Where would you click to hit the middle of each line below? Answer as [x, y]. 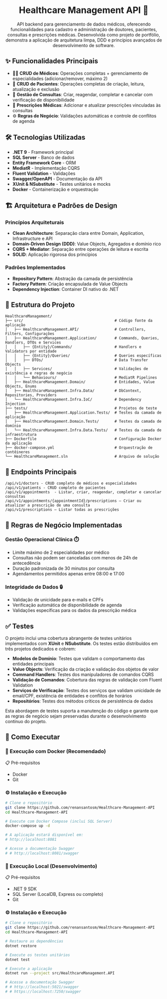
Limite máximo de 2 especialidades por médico [61, 552]
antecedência [26, 563]
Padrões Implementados [35, 267]
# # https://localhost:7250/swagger [43, 992]
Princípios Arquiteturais [35, 222]
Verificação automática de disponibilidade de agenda [67, 605]
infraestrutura [21, 435]
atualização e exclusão [36, 89]
